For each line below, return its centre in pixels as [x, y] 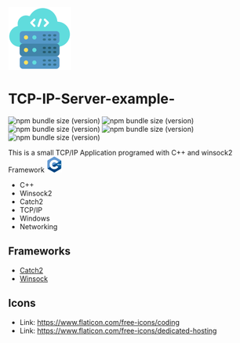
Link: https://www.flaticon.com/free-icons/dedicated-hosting [118, 330]
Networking [38, 226]
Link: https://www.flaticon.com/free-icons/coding [100, 322]
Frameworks [40, 252]
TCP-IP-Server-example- [92, 99]
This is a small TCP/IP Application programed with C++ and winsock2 [120, 152]
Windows [35, 218]
